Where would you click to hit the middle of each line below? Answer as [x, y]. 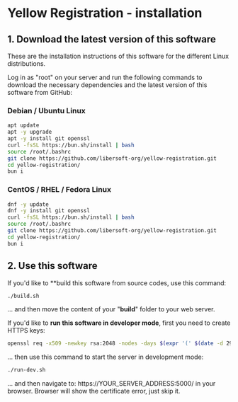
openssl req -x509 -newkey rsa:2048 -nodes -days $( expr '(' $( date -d [115, 344]
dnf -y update [28, 204]
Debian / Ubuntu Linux [47, 110]
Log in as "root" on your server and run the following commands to [105, 77]
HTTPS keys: [26, 331]
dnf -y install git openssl [49, 211]
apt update [23, 125]
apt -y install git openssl [49, 139]
